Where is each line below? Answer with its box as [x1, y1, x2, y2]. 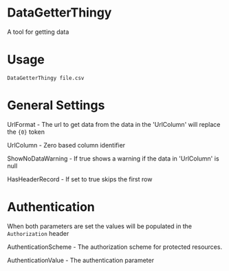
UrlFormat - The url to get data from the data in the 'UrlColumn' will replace [7, 120, 221, 128]
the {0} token [7, 128, 45, 136]
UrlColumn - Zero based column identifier [7, 141, 126, 149]
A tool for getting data [7, 28, 69, 36]
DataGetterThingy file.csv [7, 74, 85, 81]
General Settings [7, 98, 105, 113]
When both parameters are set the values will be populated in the [7, 222, 193, 230]
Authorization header [7, 229, 69, 237]
